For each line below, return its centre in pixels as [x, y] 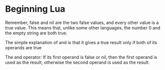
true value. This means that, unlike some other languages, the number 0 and [83, 27]
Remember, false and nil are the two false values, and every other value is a [82, 23]
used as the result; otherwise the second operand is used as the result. [77, 62]
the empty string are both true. [36, 33]
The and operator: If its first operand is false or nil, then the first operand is [81, 57]
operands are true [23, 47]
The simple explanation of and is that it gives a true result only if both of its [81, 42]
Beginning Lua [35, 9]
